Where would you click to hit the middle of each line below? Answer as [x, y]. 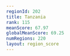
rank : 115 [18, 22]
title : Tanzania [26, 17]
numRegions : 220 [26, 38]
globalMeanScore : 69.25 [35, 33]
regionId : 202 [24, 11]
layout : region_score [33, 44]
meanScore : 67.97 [27, 28]
